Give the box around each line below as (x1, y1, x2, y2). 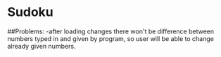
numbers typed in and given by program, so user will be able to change (7, 34, 215, 42)
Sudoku (7, 4, 54, 20)
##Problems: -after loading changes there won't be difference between (7, 27, 215, 35)
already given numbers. (7, 42, 76, 50)
